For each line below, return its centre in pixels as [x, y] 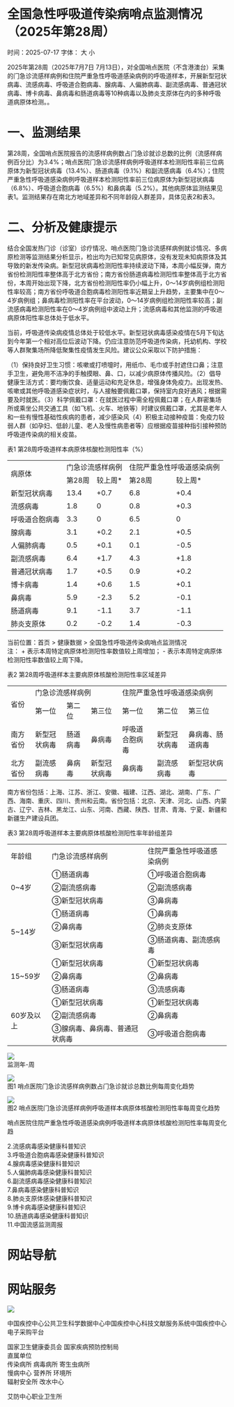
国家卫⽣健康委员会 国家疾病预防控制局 [63, 1346]
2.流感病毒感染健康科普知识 [47, 1146]
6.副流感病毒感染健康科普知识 [50, 1181]
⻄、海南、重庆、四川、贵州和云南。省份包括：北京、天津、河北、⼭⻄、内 [114, 801]
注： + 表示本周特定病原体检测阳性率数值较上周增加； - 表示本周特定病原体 [115, 651]
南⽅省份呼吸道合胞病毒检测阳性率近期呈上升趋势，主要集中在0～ [131, 291]
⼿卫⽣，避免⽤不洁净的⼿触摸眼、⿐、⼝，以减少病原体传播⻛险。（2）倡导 [114, 373]
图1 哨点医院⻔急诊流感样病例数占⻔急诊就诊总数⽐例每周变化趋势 [101, 1086]
